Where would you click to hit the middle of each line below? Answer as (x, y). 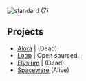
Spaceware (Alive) (43, 70)
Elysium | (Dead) (41, 63)
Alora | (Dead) (37, 48)
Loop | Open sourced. (48, 55)
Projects (25, 32)
